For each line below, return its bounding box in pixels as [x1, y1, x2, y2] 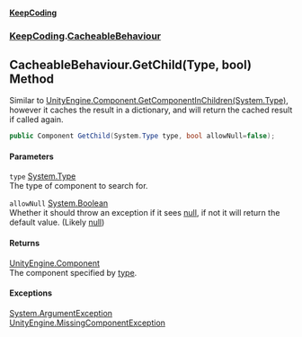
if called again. [9, 114, 64, 125]
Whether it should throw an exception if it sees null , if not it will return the [9, 208, 280, 218]
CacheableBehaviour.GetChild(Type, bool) [9, 57, 252, 72]
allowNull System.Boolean [9, 198, 109, 208]
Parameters [9, 151, 54, 162]
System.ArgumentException [9, 307, 113, 318]
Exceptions [9, 288, 52, 298]
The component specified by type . [9, 267, 138, 278]
